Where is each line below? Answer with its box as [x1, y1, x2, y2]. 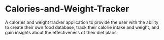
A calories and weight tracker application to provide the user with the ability [5, 19, 159, 25]
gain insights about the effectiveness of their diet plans [5, 29, 117, 35]
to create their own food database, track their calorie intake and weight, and [5, 24, 159, 30]
